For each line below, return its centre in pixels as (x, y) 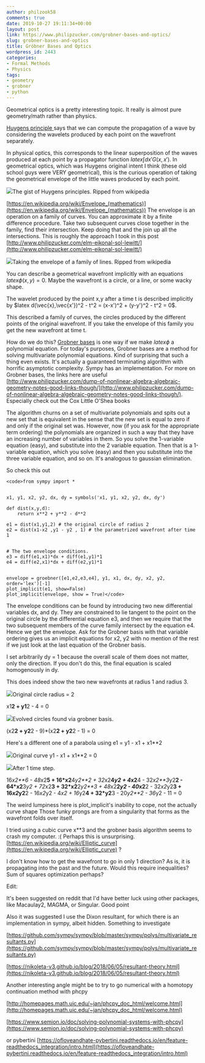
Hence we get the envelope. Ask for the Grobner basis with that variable (97, 632)
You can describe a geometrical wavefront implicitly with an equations (95, 273)
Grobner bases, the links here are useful (57, 375)
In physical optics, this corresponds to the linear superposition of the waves (102, 153)
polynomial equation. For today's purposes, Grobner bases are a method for (102, 348)
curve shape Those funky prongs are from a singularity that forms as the (98, 811)
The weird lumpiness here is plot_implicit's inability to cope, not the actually (102, 804)
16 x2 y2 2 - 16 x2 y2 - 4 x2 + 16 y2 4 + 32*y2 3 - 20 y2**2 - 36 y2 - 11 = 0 (94, 793)
